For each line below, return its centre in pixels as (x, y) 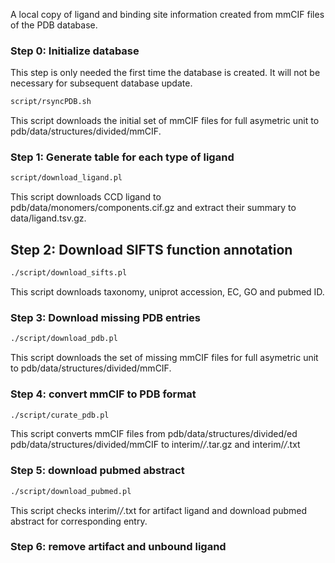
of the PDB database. (54, 25)
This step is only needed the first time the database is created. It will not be (165, 73)
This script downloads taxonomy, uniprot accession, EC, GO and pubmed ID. (167, 292)
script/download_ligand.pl (66, 178)
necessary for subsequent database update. (101, 83)
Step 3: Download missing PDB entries (106, 317)
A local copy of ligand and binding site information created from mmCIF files (167, 14)
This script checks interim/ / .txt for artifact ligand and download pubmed (159, 510)
